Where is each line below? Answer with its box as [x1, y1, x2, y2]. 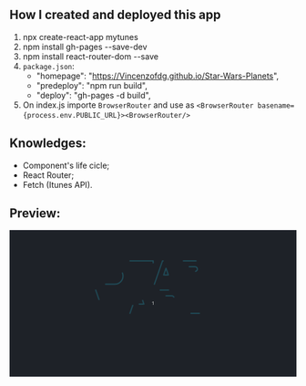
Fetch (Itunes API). [22, 179, 93, 190]
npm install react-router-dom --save [22, 50, 159, 62]
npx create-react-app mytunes [22, 31, 138, 42]
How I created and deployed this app [9, 7, 221, 23]
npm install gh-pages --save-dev [22, 41, 148, 52]
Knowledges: [9, 136, 87, 151]
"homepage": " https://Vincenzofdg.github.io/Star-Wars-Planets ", [36, 70, 280, 81]
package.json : [22, 60, 75, 71]
